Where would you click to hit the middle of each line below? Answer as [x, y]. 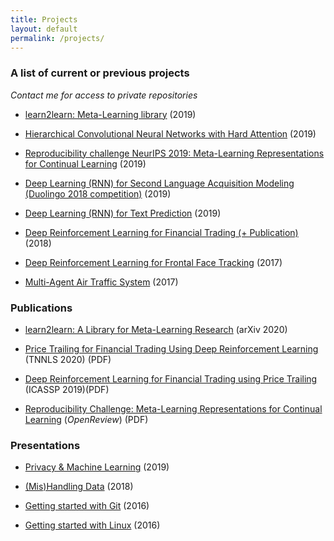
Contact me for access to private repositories [104, 95]
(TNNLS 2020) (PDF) [68, 359]
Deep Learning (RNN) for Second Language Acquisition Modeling [159, 183]
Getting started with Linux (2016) [92, 525]
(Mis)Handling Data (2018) [79, 487]
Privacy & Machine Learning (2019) [97, 467]
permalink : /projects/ [57, 38]
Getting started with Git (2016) [87, 506]
